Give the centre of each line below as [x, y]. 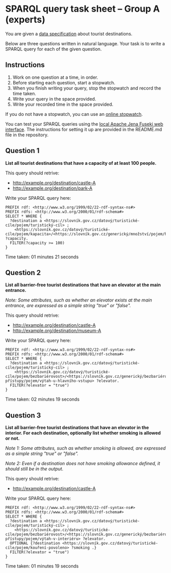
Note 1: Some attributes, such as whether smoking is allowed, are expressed [85, 448]
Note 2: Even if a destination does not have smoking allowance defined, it [83, 464]
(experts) [25, 20]
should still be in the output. [34, 469]
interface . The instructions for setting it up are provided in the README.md [84, 129]
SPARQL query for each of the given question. [53, 49]
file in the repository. [27, 135]
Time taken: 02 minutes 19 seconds [42, 399]
